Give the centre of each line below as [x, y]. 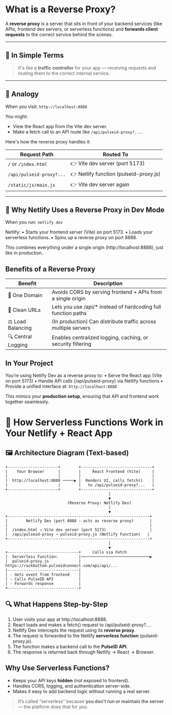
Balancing [20, 328]
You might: [17, 116]
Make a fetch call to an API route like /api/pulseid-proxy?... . [78, 132]
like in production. [24, 253]
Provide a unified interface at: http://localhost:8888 [61, 386]
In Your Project [29, 363]
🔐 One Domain [25, 296]
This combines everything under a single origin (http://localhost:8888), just [84, 247]
